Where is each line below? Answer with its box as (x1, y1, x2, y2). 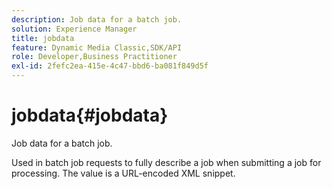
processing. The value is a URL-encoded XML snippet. (11, 167, 236, 179)
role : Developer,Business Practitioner (11, 52, 178, 62)
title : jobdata (11, 33, 75, 43)
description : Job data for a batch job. (11, 14, 183, 25)
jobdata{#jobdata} (11, 104, 169, 127)
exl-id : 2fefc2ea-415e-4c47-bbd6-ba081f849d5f (11, 61, 209, 71)
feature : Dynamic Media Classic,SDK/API (11, 42, 183, 53)
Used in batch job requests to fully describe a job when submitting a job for (11, 156, 322, 168)
